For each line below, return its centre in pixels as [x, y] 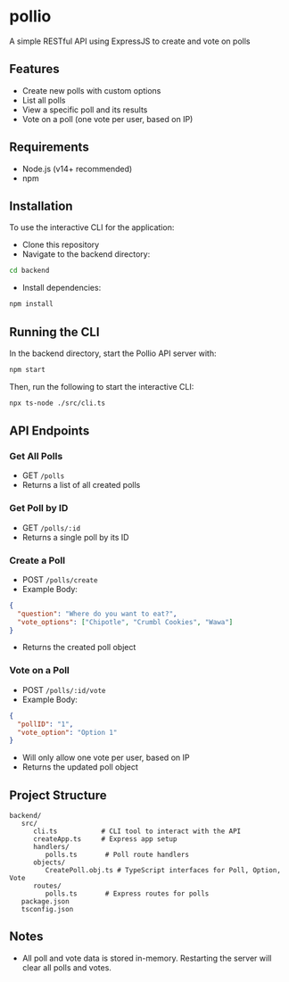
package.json [45, 902]
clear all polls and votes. [66, 967]
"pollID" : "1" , [45, 724]
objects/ [49, 862]
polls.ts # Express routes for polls [127, 894]
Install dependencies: [62, 288]
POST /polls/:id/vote [64, 689]
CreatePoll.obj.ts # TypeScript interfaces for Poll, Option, [163, 871]
